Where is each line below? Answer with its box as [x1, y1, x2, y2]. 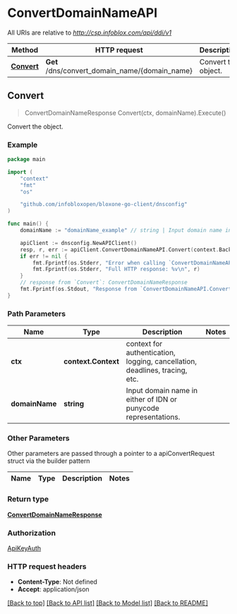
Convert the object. [7, 122, 63, 131]
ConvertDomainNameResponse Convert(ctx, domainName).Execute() [24, 108, 226, 117]
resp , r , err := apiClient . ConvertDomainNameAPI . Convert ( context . [20, 246, 219, 253]
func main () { [7, 220, 49, 227]
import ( [7, 168, 33, 176]
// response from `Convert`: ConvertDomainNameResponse [20, 279, 188, 287]
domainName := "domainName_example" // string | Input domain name [20, 227, 222, 234]
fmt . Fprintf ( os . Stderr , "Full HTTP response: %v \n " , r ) [32, 266, 200, 273]
